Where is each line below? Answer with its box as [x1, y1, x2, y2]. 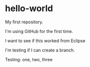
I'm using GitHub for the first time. [5, 28, 73, 34]
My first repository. [5, 19, 43, 25]
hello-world [5, 3, 54, 14]
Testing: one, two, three [5, 56, 53, 62]
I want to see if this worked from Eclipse [5, 37, 86, 44]
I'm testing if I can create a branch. [5, 47, 75, 53]
